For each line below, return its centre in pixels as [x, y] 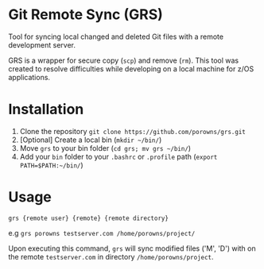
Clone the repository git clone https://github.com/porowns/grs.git [133, 131]
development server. [42, 44]
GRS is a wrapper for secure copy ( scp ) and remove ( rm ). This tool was [124, 60]
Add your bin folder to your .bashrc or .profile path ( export [118, 156]
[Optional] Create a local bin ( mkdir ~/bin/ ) [91, 140]
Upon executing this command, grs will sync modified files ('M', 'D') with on [132, 248]
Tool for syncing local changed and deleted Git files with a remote [116, 37]
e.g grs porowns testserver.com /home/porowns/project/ [102, 232]
